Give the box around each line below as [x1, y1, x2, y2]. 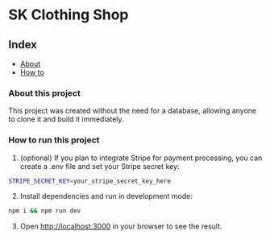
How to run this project [8, 134, 100, 146]
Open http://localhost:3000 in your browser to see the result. [19, 221, 223, 231]
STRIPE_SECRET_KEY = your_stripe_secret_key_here [8, 177, 172, 185]
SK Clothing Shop [8, 6, 129, 24]
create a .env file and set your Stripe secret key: [19, 161, 180, 171]
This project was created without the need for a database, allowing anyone [8, 106, 257, 116]
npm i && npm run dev [8, 207, 81, 215]
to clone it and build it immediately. [8, 114, 124, 124]
